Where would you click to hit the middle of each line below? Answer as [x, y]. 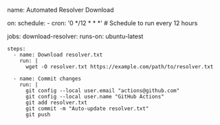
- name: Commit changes [47, 79]
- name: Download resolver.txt [58, 55]
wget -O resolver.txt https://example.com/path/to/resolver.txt [119, 67]
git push [38, 115]
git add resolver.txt [56, 102]
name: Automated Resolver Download [61, 10]
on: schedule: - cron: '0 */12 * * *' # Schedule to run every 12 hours [102, 23]
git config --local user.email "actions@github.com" [102, 91]
